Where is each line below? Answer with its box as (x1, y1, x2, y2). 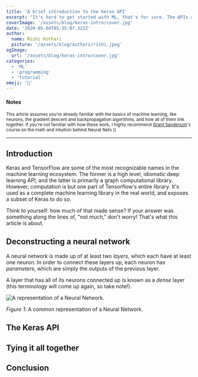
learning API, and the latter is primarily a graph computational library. (6, 177, 173, 184)
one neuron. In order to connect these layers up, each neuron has (6, 258, 166, 266)
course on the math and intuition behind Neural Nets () (6, 127, 117, 133)
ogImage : (6, 47, 28, 53)
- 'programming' (11, 69, 51, 75)
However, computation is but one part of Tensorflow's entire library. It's (6, 183, 180, 190)
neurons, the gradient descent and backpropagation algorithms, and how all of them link (6, 116, 184, 123)
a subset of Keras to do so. (6, 196, 72, 203)
